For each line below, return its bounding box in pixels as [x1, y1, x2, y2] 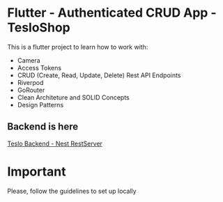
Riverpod [17, 78, 44, 86]
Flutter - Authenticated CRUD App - [7, 5, 217, 21]
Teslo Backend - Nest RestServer [7, 139, 103, 148]
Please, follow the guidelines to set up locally [7, 187, 137, 195]
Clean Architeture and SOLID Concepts [17, 93, 130, 102]
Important [7, 164, 66, 179]
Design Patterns [17, 100, 64, 109]
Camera [17, 56, 40, 64]
